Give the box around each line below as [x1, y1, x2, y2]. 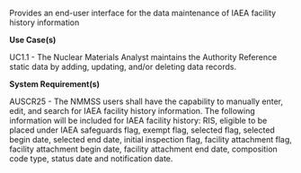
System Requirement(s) [9, 79, 101, 89]
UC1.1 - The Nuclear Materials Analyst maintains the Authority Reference [9, 52, 278, 62]
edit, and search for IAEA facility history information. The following [9, 106, 256, 116]
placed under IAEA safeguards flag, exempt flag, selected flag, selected [9, 125, 276, 135]
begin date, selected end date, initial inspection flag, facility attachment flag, [9, 134, 292, 144]
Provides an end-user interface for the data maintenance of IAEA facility [9, 8, 277, 18]
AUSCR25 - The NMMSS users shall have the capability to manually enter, [9, 96, 284, 107]
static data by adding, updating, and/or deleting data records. [9, 62, 237, 72]
